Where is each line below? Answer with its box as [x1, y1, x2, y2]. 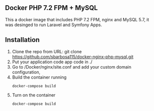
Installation [5, 36, 40, 44]
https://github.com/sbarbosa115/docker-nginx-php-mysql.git [12, 54, 134, 59]
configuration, [12, 69, 40, 75]
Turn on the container [12, 92, 56, 98]
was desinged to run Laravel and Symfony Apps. [5, 22, 103, 28]
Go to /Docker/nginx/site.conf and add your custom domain [12, 64, 132, 69]
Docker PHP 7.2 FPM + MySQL [5, 4, 98, 12]
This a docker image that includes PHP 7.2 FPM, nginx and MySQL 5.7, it [5, 16, 149, 22]
